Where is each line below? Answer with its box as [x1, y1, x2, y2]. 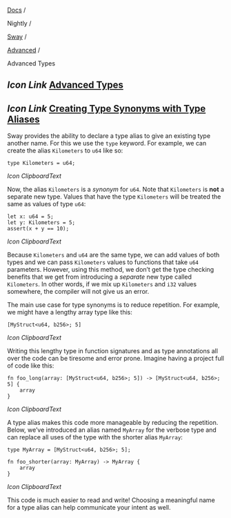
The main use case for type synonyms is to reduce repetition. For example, [7, 301, 220, 309]
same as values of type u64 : [7, 200, 86, 208]
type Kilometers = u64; [7, 160, 76, 167]
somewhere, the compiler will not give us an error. [7, 288, 150, 296]
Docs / [7, 6, 26, 14]
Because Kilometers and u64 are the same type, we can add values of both [7, 251, 220, 259]
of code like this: [7, 361, 54, 370]
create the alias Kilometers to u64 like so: [7, 146, 123, 155]
